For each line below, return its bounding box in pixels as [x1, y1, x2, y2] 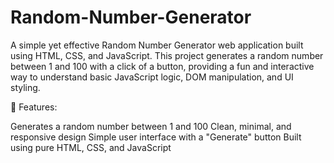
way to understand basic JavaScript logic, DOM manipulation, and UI [10, 71, 294, 83]
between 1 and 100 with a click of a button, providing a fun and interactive [10, 60, 315, 72]
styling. [10, 81, 41, 93]
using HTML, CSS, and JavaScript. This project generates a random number [10, 49, 324, 61]
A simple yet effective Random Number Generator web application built [10, 39, 304, 51]
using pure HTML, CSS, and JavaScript [10, 141, 172, 153]
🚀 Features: [10, 101, 58, 113]
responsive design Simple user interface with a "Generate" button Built [10, 131, 302, 143]
